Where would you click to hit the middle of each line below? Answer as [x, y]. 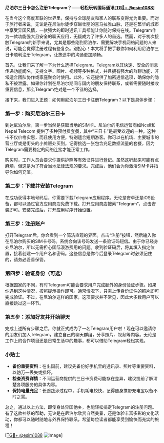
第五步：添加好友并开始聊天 [38, 317]
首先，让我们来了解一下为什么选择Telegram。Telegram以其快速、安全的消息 [82, 65]
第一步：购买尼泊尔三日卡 [35, 113]
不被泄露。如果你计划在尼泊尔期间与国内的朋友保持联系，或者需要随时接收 [84, 83]
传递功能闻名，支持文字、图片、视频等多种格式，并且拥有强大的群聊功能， [80, 71]
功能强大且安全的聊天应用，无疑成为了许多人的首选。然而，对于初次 [86, 36]
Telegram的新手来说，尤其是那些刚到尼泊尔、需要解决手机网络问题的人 [81, 42]
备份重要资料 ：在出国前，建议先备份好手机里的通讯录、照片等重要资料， [85, 366]
